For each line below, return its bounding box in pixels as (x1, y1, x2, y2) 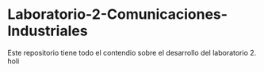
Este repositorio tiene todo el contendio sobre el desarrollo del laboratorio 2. (7, 48, 257, 57)
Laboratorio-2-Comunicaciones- (7, 5, 228, 23)
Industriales (7, 22, 88, 40)
